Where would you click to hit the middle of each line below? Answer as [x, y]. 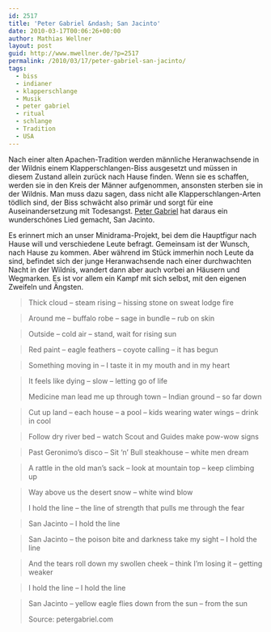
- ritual [30, 114]
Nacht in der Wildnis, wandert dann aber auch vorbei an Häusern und [124, 269]
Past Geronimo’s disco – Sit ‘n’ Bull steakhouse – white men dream [138, 452]
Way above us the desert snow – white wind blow [110, 492]
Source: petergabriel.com [71, 619]
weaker [40, 572]
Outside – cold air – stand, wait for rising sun [102, 333]
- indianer [34, 83]
